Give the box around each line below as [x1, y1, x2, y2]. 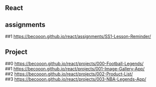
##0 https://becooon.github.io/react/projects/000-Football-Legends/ [5, 61, 144, 66]
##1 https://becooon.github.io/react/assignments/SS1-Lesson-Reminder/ [5, 34, 151, 40]
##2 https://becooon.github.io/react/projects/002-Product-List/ [5, 71, 133, 77]
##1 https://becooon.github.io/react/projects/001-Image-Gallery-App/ [5, 66, 145, 72]
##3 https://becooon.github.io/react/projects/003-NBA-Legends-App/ [5, 76, 146, 82]
